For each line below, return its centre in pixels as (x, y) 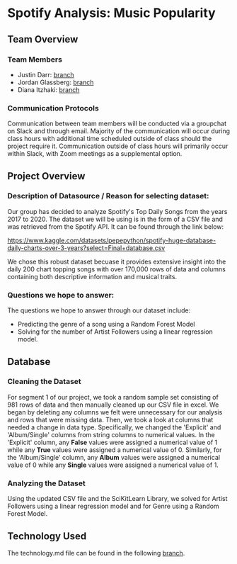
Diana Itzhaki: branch (48, 89)
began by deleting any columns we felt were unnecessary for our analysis (115, 412)
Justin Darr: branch (46, 74)
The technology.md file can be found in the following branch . (96, 553)
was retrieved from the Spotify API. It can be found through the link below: (116, 226)
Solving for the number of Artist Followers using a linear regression (115, 332)
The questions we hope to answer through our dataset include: (99, 310)
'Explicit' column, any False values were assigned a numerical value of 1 (112, 442)
